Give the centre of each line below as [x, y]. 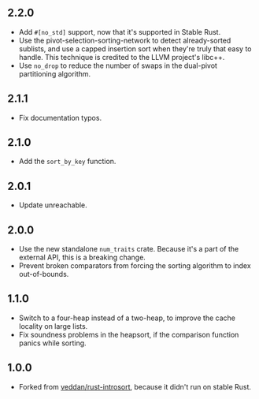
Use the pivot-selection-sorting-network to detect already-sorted [125, 40]
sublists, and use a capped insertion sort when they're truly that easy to [135, 48]
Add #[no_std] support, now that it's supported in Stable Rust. [120, 32]
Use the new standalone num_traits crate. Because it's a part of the [129, 249]
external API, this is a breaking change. [82, 257]
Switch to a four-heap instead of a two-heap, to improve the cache [127, 318]
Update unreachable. [53, 205]
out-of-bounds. [44, 274]
